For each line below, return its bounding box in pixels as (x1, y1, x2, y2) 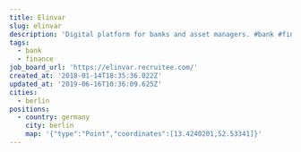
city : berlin (25, 122, 74, 131)
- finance (17, 55, 54, 63)
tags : (9, 38, 30, 47)
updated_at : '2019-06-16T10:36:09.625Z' (9, 80, 163, 89)
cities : (9, 88, 39, 97)
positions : (9, 105, 50, 114)
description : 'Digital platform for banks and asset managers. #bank (9, 30, 275, 38)
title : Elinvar (9, 13, 66, 22)
